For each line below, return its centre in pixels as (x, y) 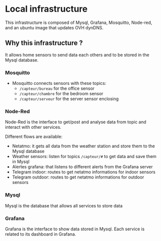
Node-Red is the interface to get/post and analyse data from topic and (76, 122)
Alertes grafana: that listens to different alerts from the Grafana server (82, 167)
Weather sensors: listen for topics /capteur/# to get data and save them (84, 157)
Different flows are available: (34, 137)
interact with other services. (33, 127)
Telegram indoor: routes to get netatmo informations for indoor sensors (84, 172)
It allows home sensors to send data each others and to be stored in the (77, 55)
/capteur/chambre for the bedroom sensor (61, 94)
